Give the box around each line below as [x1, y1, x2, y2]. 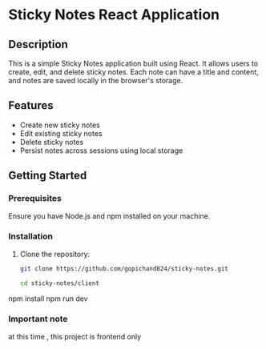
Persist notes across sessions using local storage [19, 146, 183, 155]
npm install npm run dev [8, 294, 88, 303]
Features [8, 98, 54, 113]
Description [8, 38, 68, 51]
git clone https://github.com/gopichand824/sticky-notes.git [19, 264, 229, 273]
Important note [8, 314, 68, 325]
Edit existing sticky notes [19, 128, 103, 138]
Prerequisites [8, 193, 62, 204]
